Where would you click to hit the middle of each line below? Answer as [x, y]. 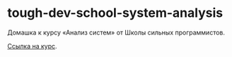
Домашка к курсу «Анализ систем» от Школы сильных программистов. [116, 32]
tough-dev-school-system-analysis [115, 13]
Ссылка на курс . [33, 46]
